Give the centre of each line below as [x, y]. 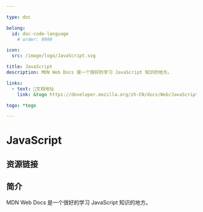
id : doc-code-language [40, 34]
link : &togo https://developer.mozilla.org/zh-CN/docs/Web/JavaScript [108, 94]
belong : [16, 28]
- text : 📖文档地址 [33, 89]
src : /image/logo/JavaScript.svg [54, 56]
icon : [13, 50]
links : [14, 83]
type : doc [19, 17]
